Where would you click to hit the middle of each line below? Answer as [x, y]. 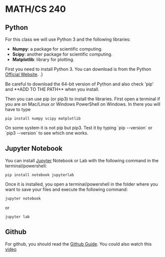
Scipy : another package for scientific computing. [62, 54]
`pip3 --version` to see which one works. [47, 133]
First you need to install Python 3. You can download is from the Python [78, 69]
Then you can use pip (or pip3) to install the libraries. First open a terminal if [82, 99]
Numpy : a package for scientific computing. [57, 49]
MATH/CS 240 [35, 9]
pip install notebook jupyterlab [40, 175]
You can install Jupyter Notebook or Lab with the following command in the [82, 160]
